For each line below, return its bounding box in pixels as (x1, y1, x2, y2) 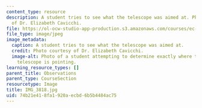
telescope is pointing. (17, 59, 77, 65)
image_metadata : (6, 37, 47, 43)
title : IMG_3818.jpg (6, 87, 58, 93)
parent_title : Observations (6, 70, 77, 76)
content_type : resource (6, 8, 66, 15)
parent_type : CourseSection (6, 76, 77, 82)
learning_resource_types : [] (6, 64, 79, 71)
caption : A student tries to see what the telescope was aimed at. (11, 43, 185, 49)
